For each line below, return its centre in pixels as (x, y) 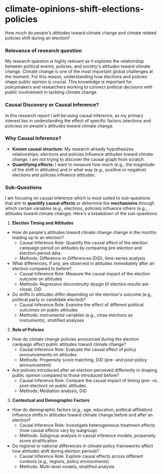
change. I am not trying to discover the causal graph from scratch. (78, 159)
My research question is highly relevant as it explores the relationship (75, 61)
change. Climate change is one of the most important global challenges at (79, 72)
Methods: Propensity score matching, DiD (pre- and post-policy (83, 360)
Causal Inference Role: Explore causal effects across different (81, 456)
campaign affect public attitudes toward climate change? (69, 345)
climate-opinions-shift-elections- (75, 9)
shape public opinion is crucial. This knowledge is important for (69, 82)
